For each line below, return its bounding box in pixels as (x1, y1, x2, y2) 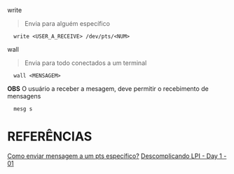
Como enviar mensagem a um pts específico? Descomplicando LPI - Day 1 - (7, 152, 227, 160)
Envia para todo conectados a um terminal (24, 59, 147, 67)
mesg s (13, 106, 33, 113)
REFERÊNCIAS (7, 129, 92, 145)
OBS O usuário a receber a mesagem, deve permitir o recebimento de (7, 85, 209, 93)
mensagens (7, 92, 41, 100)
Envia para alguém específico (24, 20, 111, 27)
